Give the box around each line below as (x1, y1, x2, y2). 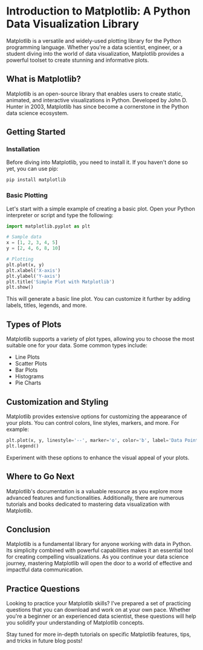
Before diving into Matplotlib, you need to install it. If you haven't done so (6, 159, 188, 166)
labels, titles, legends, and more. (6, 301, 88, 309)
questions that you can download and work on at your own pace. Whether (6, 606, 191, 614)
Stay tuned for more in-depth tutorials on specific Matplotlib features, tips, (6, 631, 192, 638)
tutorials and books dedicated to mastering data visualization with (6, 501, 170, 508)
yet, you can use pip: (6, 165, 59, 172)
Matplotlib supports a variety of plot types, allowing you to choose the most (6, 335, 195, 343)
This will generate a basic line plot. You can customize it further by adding (6, 295, 191, 303)
